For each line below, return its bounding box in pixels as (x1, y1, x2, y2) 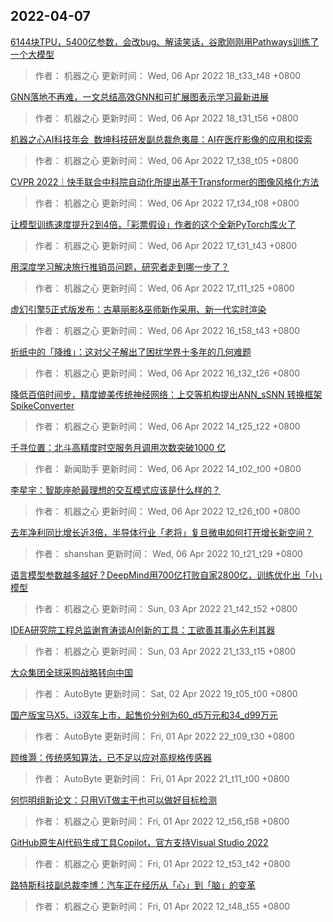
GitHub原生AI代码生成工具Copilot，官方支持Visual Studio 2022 (10, 836, 269, 848)
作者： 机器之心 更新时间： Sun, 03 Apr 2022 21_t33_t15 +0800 (34, 645, 297, 657)
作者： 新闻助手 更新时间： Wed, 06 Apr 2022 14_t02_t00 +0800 (34, 462, 302, 474)
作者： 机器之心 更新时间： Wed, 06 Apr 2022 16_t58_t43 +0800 (34, 324, 301, 336)
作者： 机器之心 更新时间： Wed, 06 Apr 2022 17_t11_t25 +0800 (34, 282, 295, 294)
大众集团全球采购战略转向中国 (10, 666, 133, 678)
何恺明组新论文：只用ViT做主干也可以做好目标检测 (10, 794, 218, 806)
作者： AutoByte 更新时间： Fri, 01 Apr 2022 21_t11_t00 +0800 (34, 772, 290, 784)
